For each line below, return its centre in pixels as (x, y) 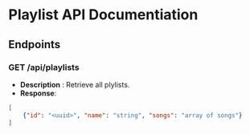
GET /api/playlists (44, 67)
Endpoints (35, 45)
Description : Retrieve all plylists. (75, 84)
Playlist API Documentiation (103, 15)
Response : (38, 93)
